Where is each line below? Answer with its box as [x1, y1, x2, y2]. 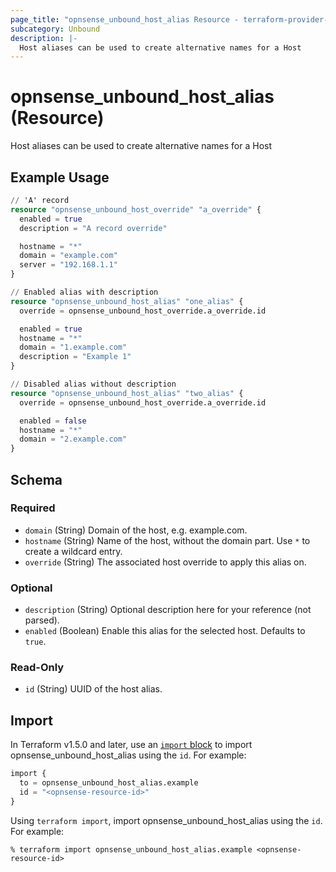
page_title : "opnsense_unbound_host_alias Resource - [10, 14, 240, 25]
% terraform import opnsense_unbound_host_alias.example [10, 844, 253, 855]
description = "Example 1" [19, 352, 132, 362]
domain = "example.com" [19, 251, 118, 261]
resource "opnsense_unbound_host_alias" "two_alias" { [10, 388, 244, 398]
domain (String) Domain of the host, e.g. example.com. [24, 524, 248, 536]
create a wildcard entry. [24, 545, 123, 557]
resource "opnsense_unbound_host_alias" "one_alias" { [10, 296, 244, 306]
